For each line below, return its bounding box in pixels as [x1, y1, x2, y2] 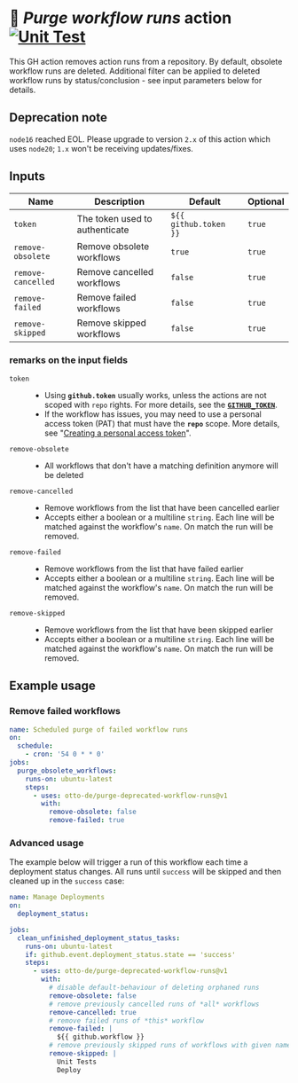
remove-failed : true [48, 816, 125, 825]
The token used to [76, 212, 153, 224]
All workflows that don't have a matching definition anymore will [43, 460, 278, 471]
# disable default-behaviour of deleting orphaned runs [48, 984, 260, 993]
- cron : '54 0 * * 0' [25, 749, 105, 759]
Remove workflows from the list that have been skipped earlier [43, 624, 273, 635]
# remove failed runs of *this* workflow [48, 1016, 204, 1025]
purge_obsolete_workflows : [17, 766, 117, 775]
